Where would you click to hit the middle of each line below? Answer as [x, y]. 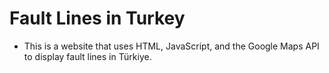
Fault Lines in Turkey [97, 18]
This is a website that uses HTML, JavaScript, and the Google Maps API [171, 46]
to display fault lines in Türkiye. [87, 56]
